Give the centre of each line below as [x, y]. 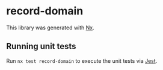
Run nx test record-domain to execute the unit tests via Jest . [82, 60]
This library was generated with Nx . [50, 28]
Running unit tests [41, 46]
